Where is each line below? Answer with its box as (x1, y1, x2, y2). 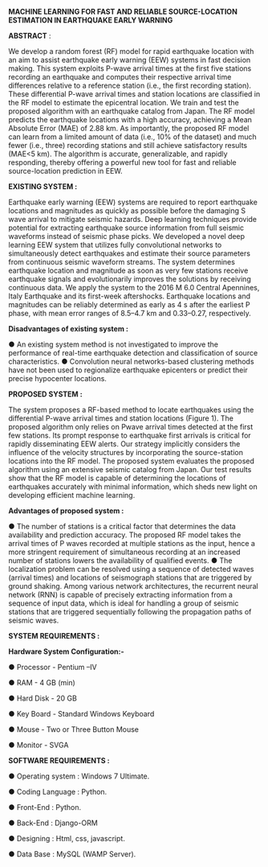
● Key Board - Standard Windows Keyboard (8, 709, 155, 718)
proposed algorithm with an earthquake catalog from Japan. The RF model (8, 106, 255, 116)
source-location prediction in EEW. (8, 166, 123, 175)
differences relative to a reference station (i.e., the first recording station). (8, 80, 251, 90)
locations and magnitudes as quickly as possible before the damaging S (8, 206, 246, 216)
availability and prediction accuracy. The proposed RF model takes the (8, 530, 242, 540)
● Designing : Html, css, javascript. (8, 834, 126, 843)
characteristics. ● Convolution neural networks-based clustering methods (8, 357, 254, 366)
